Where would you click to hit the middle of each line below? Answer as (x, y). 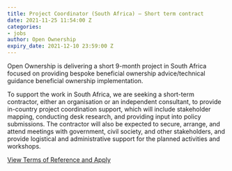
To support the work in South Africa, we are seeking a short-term (101, 94)
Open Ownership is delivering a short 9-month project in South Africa (107, 66)
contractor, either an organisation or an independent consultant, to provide (114, 102)
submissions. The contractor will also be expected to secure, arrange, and (114, 124)
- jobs (17, 33)
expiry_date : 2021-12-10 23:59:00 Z (60, 46)
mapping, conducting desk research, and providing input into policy (104, 117)
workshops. (24, 146)
